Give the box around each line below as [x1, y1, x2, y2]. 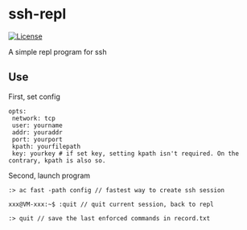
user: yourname [11, 121, 63, 129]
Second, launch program [8, 170, 91, 180]
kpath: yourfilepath [11, 142, 81, 150]
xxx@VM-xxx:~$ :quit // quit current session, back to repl [8, 200, 215, 208]
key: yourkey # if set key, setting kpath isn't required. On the [11, 150, 240, 158]
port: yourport [11, 135, 63, 143]
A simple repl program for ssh [8, 47, 107, 56]
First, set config [8, 92, 60, 101]
